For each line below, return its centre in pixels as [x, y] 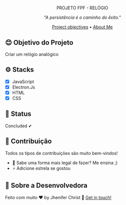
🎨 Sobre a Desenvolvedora [46, 186]
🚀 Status [18, 114]
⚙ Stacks [20, 70]
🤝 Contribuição [28, 141]
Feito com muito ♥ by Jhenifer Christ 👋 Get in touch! [58, 197]
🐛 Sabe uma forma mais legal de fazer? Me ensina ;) [65, 163]
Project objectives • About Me [82, 27]
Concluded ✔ [19, 126]
